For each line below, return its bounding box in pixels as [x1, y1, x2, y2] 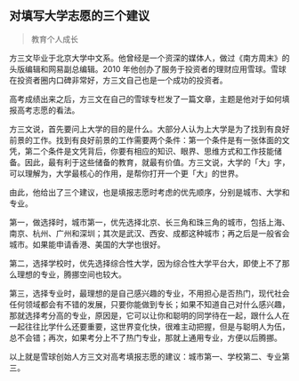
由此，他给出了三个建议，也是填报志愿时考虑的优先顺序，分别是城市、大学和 [9, 187, 290, 197]
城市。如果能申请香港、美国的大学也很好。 [9, 239, 166, 250]
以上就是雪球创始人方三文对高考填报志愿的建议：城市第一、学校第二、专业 [9, 351, 282, 361]
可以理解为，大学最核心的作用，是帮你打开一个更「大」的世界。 [9, 168, 243, 179]
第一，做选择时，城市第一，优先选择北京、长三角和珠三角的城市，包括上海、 [9, 217, 290, 227]
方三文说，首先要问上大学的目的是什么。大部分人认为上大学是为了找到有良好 [9, 123, 290, 134]
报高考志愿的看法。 [9, 105, 80, 115]
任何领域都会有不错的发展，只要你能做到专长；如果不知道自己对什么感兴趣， [9, 298, 290, 309]
